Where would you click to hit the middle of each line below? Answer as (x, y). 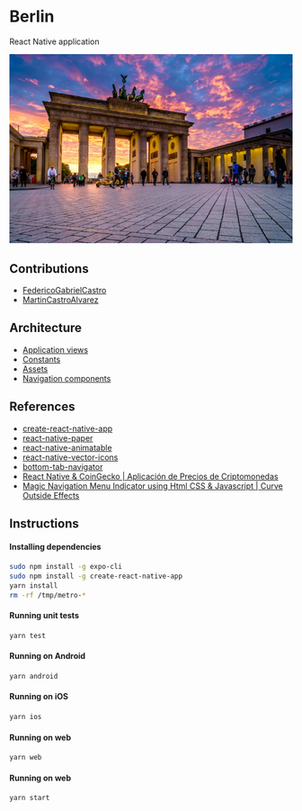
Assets (35, 369)
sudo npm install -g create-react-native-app (96, 577)
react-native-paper (58, 437)
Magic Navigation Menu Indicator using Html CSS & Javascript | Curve (152, 486)
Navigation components (67, 378)
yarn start (30, 798)
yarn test (28, 635)
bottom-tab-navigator (62, 466)
